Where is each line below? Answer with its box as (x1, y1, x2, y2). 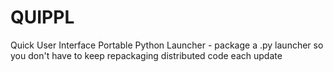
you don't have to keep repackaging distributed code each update (10, 49, 283, 61)
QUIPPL (10, 6, 75, 29)
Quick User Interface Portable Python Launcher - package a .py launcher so (10, 39, 324, 51)
